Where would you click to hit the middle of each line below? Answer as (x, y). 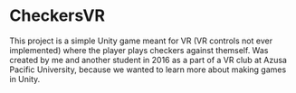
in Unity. (25, 79)
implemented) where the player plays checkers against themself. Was (139, 50)
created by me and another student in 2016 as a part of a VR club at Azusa (148, 60)
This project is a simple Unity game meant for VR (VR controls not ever (141, 41)
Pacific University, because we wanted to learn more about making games (148, 70)
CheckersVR (57, 16)
